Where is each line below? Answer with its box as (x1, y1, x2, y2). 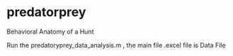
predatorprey (6, 4, 86, 20)
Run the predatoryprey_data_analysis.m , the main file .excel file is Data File (6, 41, 226, 49)
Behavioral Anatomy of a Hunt (6, 27, 94, 36)
